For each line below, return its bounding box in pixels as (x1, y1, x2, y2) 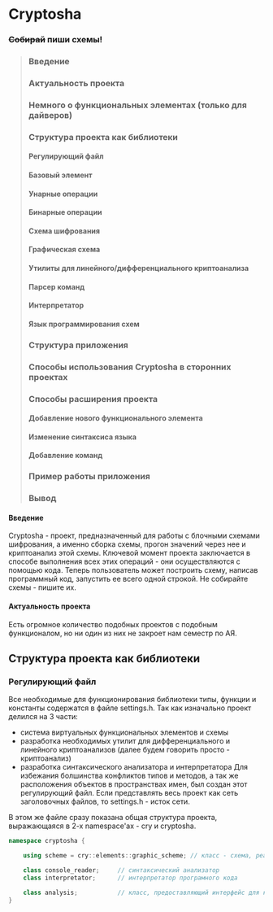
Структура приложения (28, 339, 128, 351)
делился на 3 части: (8, 712, 79, 722)
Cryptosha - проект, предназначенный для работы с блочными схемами (8, 530, 260, 541)
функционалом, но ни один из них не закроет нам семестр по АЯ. (8, 628, 237, 638)
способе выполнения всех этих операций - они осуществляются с (8, 556, 241, 566)
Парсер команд (28, 281, 85, 291)
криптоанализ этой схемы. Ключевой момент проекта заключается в (8, 548, 250, 558)
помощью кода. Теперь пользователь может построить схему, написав (8, 565, 258, 575)
